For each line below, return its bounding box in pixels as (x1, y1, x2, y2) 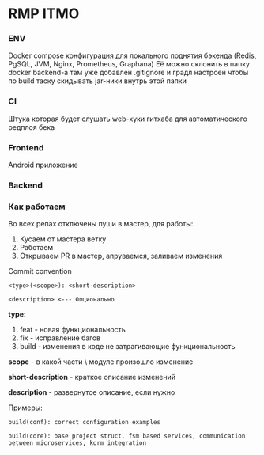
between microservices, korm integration (8, 439, 147, 447)
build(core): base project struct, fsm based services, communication (8, 432, 246, 440)
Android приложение (8, 160, 78, 170)
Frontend (8, 142, 44, 153)
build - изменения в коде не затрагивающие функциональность (19, 342, 236, 351)
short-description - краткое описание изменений (8, 373, 176, 382)
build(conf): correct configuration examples (8, 419, 160, 427)
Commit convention (8, 267, 73, 276)
